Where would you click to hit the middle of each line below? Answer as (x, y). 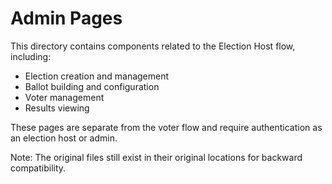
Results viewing (57, 108)
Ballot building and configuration (92, 86)
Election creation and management (97, 76)
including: (31, 56)
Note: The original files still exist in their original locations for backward (156, 157)
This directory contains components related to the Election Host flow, (153, 46)
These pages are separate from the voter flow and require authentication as (166, 127)
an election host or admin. (64, 138)
